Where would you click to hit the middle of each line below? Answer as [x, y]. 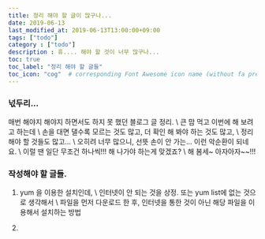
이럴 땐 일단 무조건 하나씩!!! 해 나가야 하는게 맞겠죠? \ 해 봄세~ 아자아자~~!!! [139, 151]
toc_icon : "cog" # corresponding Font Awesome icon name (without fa [127, 74]
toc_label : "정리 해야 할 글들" [56, 67]
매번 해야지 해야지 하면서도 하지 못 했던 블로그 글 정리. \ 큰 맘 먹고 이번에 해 [123, 121]
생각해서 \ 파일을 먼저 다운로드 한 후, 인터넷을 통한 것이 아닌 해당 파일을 [137, 203]
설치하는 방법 [61, 212]
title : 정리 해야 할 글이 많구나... [60, 15]
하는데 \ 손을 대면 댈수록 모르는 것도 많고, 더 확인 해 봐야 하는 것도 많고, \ [127, 132]
